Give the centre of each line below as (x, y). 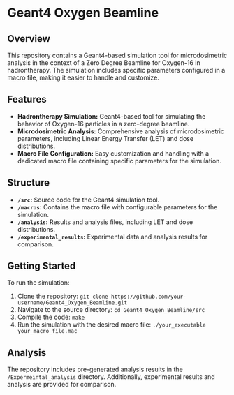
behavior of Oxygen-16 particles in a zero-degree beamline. (103, 124)
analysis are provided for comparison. (62, 385)
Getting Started (42, 266)
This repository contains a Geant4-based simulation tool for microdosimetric (117, 55)
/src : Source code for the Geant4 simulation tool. (88, 200)
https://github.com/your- (148, 297)
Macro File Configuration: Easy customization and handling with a (113, 153)
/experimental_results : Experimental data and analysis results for (112, 237)
